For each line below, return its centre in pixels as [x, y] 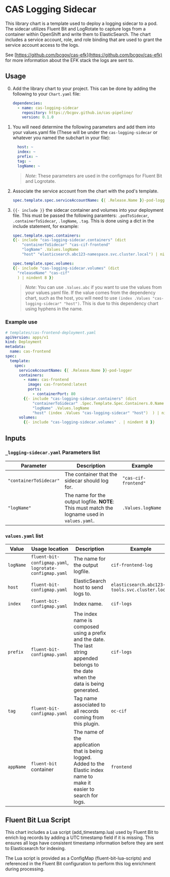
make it [82, 783]
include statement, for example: [46, 226]
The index [86, 614]
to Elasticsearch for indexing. [35, 848]
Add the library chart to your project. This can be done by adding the [84, 88]
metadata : [16, 347]
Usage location [50, 549]
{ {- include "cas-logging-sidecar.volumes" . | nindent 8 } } [89, 423]
